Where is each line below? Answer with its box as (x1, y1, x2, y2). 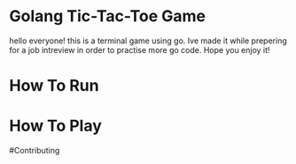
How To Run (9, 76, 99, 96)
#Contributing (9, 145, 60, 156)
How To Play (9, 116, 102, 136)
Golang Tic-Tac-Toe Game (9, 6, 206, 26)
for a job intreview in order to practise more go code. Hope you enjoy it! (9, 44, 270, 55)
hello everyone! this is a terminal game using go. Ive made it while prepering (9, 35, 287, 46)
